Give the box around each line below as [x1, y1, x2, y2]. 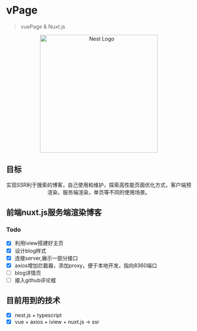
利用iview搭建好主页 [14, 240, 64, 247]
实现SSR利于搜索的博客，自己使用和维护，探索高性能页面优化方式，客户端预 [6, 181, 192, 188]
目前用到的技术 [6, 296, 61, 306]
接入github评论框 [14, 276, 56, 283]
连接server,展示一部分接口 [14, 254, 78, 262]
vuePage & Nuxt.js [20, 23, 66, 30]
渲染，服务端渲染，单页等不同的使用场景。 [47, 188, 151, 196]
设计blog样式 [14, 247, 46, 254]
